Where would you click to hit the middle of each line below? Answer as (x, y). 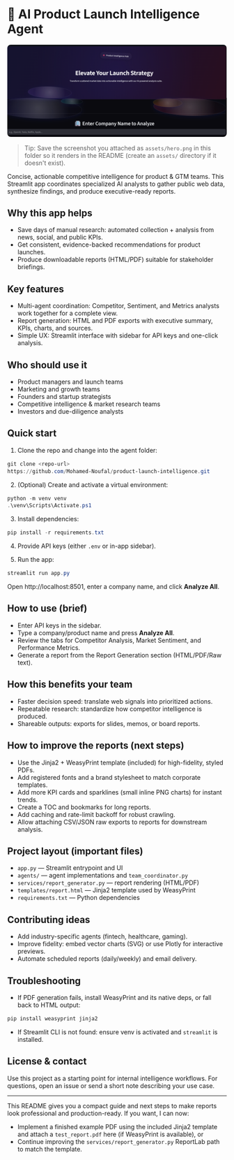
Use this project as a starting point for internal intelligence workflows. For (112, 1078)
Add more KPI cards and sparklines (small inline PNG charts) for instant (119, 792)
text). (25, 662)
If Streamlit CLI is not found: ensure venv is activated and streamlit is (117, 1032)
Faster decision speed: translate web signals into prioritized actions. (115, 701)
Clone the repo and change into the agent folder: (87, 450)
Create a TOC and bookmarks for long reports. (84, 807)
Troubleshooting (44, 981)
